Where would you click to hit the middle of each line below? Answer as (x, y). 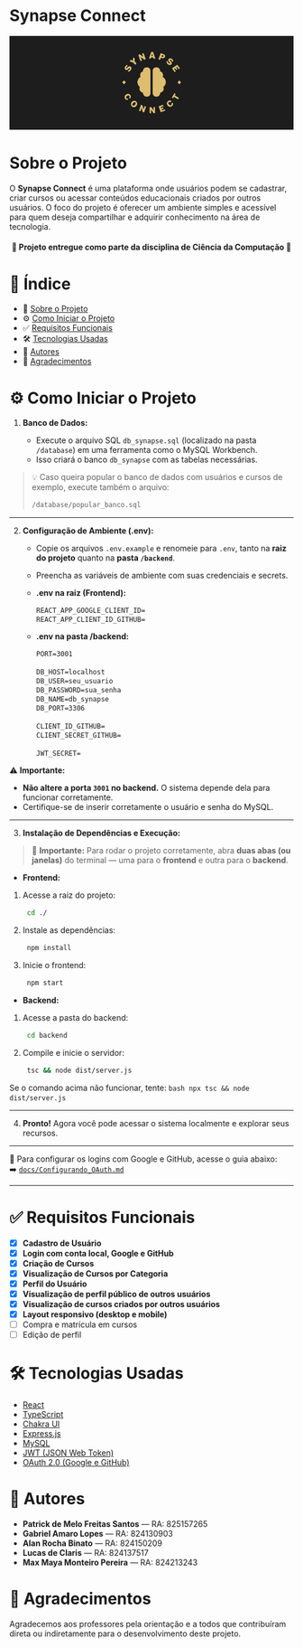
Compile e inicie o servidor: (73, 1052)
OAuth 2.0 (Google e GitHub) (76, 1463)
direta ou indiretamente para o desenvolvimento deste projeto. (125, 1634)
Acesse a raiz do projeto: (69, 895)
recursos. (40, 1133)
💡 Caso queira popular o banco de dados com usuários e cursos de (157, 477)
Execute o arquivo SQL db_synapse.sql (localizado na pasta (146, 440)
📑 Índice (40, 283)
